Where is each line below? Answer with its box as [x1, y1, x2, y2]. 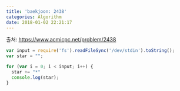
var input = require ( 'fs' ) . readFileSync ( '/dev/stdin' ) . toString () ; [6, 48, 175, 54]
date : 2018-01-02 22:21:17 [6, 19, 72, 25]
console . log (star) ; [11, 74, 59, 80]
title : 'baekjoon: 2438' [6, 8, 67, 15]
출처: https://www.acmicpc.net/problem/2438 [6, 36, 116, 43]
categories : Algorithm [6, 14, 62, 20]
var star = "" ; [6, 53, 44, 59]
